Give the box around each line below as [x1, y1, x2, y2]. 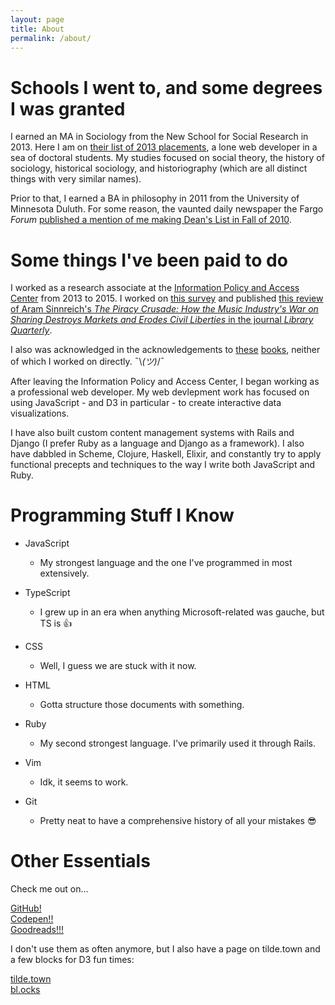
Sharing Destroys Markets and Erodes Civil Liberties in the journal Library [10, 314, 314, 326]
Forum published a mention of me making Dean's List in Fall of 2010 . [10, 214, 292, 226]
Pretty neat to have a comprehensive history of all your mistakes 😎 [39, 815, 317, 827]
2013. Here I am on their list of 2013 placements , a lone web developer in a [10, 141, 318, 153]
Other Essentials [10, 850, 151, 873]
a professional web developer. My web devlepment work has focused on [10, 386, 310, 398]
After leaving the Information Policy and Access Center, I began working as [10, 376, 320, 388]
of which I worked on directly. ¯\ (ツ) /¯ [10, 356, 165, 368]
